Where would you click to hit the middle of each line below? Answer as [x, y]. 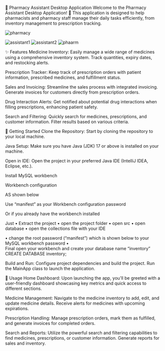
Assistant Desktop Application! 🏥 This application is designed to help [75, 13]
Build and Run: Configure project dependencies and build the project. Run [80, 263]
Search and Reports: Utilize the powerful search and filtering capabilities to [81, 333]
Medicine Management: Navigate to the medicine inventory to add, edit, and [82, 298]
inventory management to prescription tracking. [53, 23]
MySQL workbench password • [37, 243]
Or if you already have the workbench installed [52, 214]
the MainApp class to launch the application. [50, 269]
